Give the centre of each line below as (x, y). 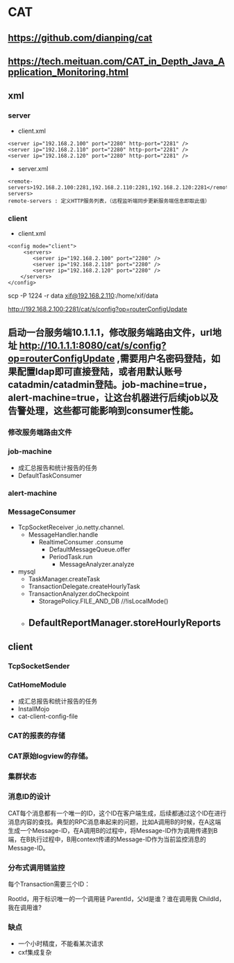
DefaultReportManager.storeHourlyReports (125, 623)
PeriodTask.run (71, 556)
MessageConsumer (42, 512)
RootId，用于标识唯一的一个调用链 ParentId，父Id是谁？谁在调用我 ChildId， (117, 899)
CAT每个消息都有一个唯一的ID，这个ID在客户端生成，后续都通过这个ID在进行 (117, 813)
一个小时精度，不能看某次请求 (60, 944)
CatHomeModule (37, 685)
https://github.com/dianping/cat (80, 38)
